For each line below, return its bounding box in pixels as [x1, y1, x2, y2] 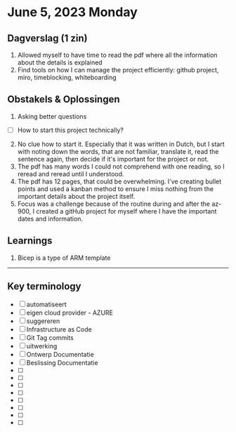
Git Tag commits [26, 333, 74, 341]
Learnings [7, 235, 53, 247]
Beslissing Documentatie [26, 358, 98, 367]
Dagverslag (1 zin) [7, 32, 88, 44]
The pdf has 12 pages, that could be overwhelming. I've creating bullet [17, 177, 222, 185]
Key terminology [7, 280, 82, 292]
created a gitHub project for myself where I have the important [36, 207, 217, 215]
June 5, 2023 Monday [7, 4, 138, 20]
